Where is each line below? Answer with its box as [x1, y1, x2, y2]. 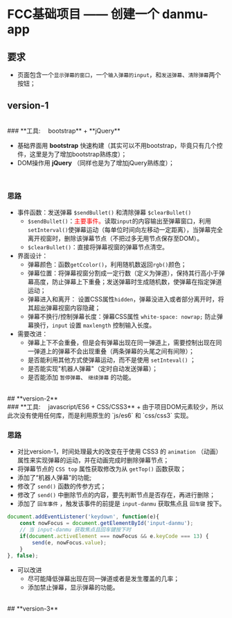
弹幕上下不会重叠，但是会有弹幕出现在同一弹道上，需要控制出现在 [27, 338, 216, 347]
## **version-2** [7, 394, 58, 403]
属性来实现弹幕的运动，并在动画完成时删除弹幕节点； [17, 456, 170, 465]
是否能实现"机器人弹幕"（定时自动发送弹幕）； [27, 365, 158, 373]
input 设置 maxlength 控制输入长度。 [51, 321, 156, 330]
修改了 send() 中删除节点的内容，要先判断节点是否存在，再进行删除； [17, 491, 216, 499]
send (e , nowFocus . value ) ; [32, 539, 107, 546]
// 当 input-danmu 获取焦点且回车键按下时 [19, 526, 132, 533]
